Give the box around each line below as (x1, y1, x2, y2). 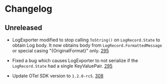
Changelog (5, 3, 52, 15)
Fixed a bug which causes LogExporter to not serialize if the (12, 58, 138, 64)
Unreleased (5, 23, 43, 32)
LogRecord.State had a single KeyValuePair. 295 (12, 63, 113, 69)
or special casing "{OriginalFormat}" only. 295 (12, 48, 109, 53)
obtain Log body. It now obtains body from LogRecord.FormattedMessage (12, 42, 162, 48)
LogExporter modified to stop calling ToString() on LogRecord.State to (12, 37, 160, 43)
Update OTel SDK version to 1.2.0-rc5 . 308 (12, 73, 104, 79)
